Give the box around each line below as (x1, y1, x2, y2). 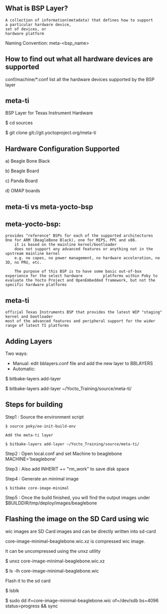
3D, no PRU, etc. (5, 260, 42, 265)
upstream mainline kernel (5, 251, 60, 257)
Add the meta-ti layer (5, 432, 53, 438)
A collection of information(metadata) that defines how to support (5, 17, 153, 22)
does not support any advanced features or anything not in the (14, 247, 153, 252)
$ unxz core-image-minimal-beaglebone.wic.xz (5, 558, 105, 564)
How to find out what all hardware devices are (5, 55, 153, 63)
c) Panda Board (5, 178, 38, 184)
